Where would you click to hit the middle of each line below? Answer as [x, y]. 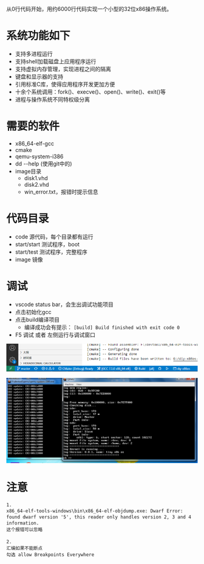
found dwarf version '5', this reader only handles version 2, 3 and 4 [99, 517]
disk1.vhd [36, 178]
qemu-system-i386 [39, 156]
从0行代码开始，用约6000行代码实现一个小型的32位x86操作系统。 [89, 9]
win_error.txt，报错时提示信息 [61, 192]
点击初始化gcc [33, 312]
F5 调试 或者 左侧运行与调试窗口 [55, 335]
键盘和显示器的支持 [39, 76]
